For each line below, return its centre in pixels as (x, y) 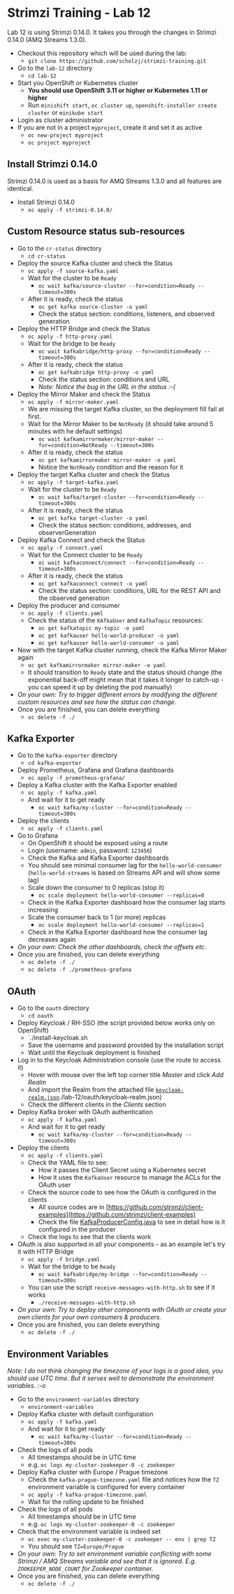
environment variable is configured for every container (106, 1487)
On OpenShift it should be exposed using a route (98, 843)
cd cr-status (47, 256)
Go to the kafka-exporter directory (67, 755)
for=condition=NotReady (73, 445)
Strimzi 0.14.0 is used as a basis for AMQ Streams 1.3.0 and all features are (115, 181)
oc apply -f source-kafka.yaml (73, 271)
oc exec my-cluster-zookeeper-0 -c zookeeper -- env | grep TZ (122, 1540)
